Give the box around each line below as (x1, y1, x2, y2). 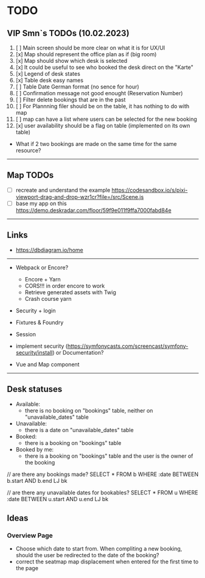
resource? (15, 147, 41, 154)
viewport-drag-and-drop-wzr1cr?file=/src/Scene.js (15, 193, 144, 200)
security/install (15, 349, 53, 356)
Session (15, 330, 36, 338)
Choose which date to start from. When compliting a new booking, (15, 545, 182, 552)
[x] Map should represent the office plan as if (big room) (15, 51, 157, 58)
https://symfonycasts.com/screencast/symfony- (67, 342, 189, 350)
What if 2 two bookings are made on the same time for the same (15, 140, 177, 147)
